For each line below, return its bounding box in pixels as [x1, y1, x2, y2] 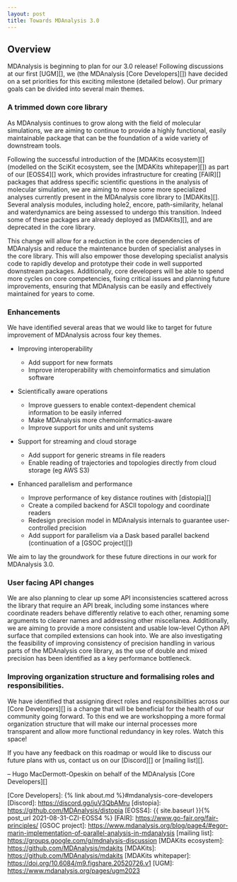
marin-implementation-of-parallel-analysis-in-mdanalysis [7, 828, 175, 837]
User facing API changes [7, 578, 94, 588]
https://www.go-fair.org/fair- [135, 813, 219, 822]
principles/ [7, 821, 39, 829]
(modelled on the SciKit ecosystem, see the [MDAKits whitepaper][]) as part [7, 162, 229, 171]
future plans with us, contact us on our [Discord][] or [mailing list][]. [7, 756, 205, 764]
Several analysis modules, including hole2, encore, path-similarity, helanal [7, 200, 224, 209]
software [28, 373, 54, 382]
